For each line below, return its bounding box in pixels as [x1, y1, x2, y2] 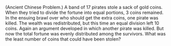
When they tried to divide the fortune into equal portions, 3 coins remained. [5, 9, 164, 15]
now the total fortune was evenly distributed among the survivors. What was [5, 31, 166, 36]
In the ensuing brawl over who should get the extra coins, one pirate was [5, 15, 159, 20]
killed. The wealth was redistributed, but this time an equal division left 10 [5, 20, 159, 26]
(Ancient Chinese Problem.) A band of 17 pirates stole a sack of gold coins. [5, 4, 163, 10]
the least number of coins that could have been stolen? [5, 36, 121, 42]
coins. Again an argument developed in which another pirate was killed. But [5, 25, 164, 31]
